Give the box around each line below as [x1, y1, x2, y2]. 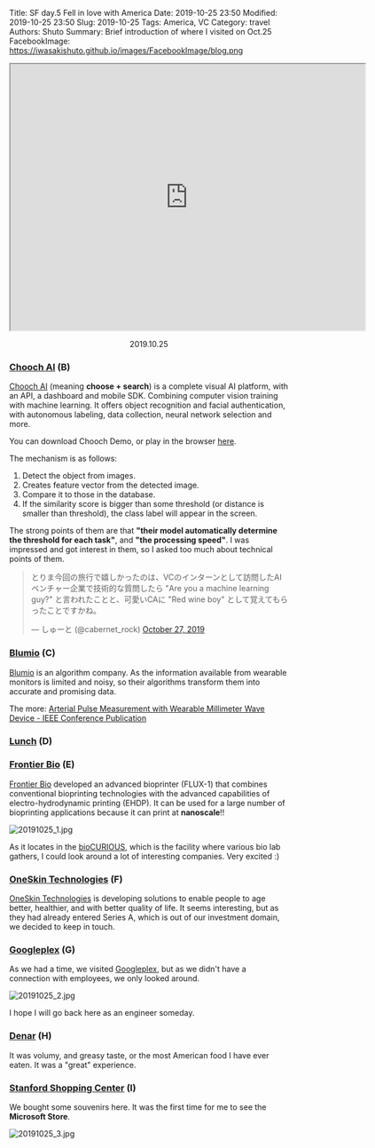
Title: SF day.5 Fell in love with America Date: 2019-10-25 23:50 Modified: [9, 8, 277, 18]
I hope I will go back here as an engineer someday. [9, 1008, 195, 1018]
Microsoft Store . [9, 1112, 71, 1121]
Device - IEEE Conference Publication [9, 712, 147, 723]
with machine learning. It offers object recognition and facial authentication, [9, 400, 285, 411]
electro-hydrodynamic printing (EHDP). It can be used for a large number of [9, 797, 285, 808]
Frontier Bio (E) [9, 758, 75, 771]
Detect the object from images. [21, 471, 136, 481]
